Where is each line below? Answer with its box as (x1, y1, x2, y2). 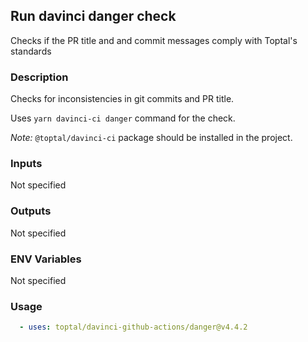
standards (10, 45, 52, 57)
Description (10, 70, 69, 84)
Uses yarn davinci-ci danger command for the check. (10, 112, 236, 124)
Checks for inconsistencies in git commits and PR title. (10, 93, 235, 105)
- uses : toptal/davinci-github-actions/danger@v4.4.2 (19, 322, 248, 333)
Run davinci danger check (10, 8, 177, 25)
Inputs (10, 157, 43, 171)
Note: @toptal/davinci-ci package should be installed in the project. (10, 132, 293, 144)
